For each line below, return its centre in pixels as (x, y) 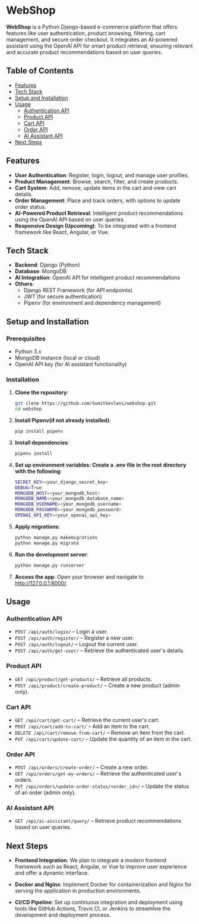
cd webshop (28, 409)
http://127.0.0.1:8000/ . (41, 583)
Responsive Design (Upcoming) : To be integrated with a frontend (95, 225)
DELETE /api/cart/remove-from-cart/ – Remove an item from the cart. (100, 732)
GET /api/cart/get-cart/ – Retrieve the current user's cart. (87, 720)
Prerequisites (26, 339)
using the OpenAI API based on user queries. (70, 219)
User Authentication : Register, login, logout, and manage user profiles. (102, 175)
